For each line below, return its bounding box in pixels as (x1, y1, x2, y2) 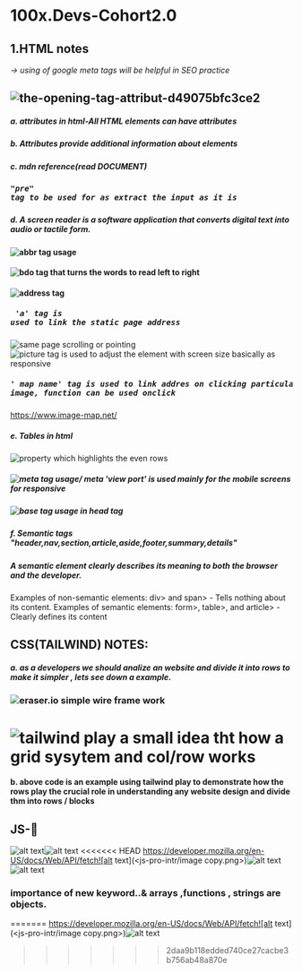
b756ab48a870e (166, 955, 228, 966)
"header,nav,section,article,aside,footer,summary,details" (10, 538, 237, 548)
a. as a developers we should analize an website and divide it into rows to (10, 662, 290, 673)
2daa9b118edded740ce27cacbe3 (166, 945, 289, 956)
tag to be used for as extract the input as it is (10, 193, 237, 202)
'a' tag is (14, 308, 63, 318)
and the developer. (10, 570, 82, 581)
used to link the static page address (10, 317, 181, 327)
